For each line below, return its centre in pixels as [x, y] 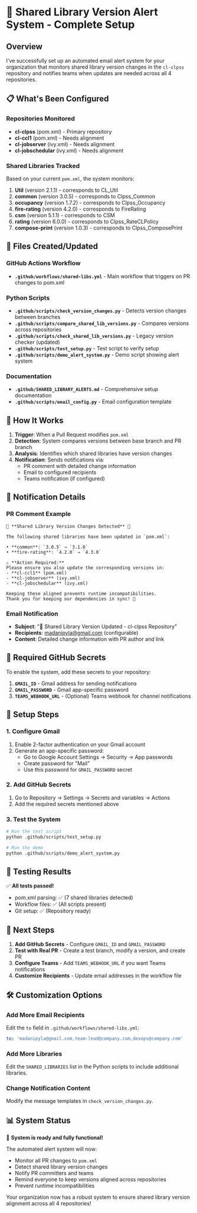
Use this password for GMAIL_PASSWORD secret [78, 769]
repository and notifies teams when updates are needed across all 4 [89, 73]
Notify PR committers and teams [54, 1173]
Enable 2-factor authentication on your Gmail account [80, 744]
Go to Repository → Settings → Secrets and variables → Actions [92, 798]
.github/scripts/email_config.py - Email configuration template [93, 402]
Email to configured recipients [60, 472]
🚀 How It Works [35, 420]
